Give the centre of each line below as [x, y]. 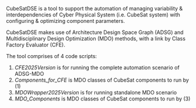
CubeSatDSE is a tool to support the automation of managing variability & [94, 9]
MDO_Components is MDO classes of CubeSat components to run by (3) [102, 99]
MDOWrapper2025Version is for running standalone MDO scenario [96, 92]
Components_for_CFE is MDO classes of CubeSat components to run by [102, 80]
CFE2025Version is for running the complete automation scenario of [97, 67]
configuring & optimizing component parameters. [65, 21]
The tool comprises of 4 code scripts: [52, 56]
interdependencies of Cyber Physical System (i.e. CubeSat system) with [93, 15]
